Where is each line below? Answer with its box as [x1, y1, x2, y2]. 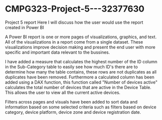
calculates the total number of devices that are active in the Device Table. [5, 84, 151, 90]
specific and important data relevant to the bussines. [5, 49, 110, 55]
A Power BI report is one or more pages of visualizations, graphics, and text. [5, 34, 157, 40]
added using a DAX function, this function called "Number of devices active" [5, 79, 158, 85]
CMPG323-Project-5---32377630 [5, 3, 145, 15]
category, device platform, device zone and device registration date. [5, 109, 141, 115]
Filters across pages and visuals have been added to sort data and [5, 99, 138, 105]
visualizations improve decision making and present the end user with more [5, 44, 156, 50]
